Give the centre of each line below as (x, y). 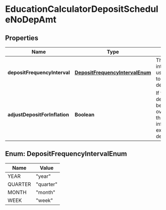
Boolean (85, 115)
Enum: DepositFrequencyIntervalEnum (66, 154)
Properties (22, 38)
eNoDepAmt (31, 20)
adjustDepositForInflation (38, 115)
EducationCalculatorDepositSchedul (82, 9)
